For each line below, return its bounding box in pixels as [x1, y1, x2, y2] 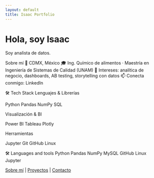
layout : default [5, 7, 39, 12]
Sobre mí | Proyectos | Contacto [5, 167, 71, 173]
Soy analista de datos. [5, 50, 51, 56]
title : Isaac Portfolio [5, 12, 55, 17]
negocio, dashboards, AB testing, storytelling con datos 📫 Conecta [5, 73, 144, 79]
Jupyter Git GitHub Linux [5, 140, 56, 146]
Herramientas [5, 130, 33, 136]
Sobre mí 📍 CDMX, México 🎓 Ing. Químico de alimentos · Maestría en [5, 60, 149, 66]
